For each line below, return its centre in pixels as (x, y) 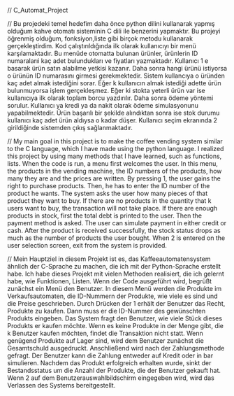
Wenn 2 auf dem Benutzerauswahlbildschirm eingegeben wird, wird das (111, 378)
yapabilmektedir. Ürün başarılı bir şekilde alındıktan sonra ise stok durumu (114, 113)
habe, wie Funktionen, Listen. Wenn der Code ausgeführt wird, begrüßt (109, 281)
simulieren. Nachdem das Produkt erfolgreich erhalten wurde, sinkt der (109, 363)
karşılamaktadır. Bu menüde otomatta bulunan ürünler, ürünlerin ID (103, 53)
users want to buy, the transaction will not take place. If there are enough (112, 208)
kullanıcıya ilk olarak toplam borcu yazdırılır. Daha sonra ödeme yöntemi (110, 98)
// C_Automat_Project (38, 10)
